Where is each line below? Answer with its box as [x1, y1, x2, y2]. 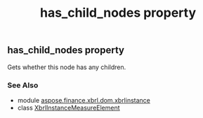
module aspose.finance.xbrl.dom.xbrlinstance [17, 96, 151, 104]
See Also [7, 80, 39, 90]
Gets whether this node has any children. [7, 63, 126, 71]
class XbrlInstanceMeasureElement [17, 103, 121, 112]
